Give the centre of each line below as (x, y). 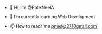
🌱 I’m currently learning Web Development (52, 17)
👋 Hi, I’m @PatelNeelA (32, 7)
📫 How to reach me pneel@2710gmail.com (53, 26)
